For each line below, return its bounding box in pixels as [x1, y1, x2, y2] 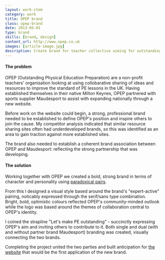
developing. [5, 151, 29, 157]
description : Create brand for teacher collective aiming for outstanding [5, 48, 162, 53]
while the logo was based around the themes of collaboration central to [5, 204, 150, 210]
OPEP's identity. [5, 209, 38, 215]
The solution [5, 162, 31, 168]
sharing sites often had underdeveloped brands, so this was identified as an [5, 126, 159, 132]
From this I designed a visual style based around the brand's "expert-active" [5, 188, 160, 194]
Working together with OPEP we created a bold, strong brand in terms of [5, 173, 152, 179]
